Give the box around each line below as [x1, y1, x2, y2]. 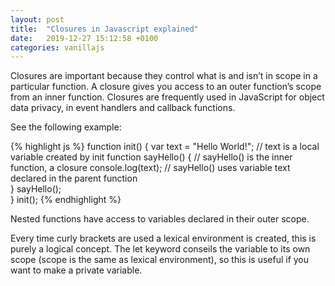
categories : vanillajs [10, 42, 105, 53]
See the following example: [10, 121, 122, 133]
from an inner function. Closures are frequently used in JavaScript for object [10, 91, 325, 103]
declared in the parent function [10, 172, 138, 185]
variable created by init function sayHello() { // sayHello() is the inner [10, 151, 293, 163]
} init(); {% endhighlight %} [10, 194, 122, 206]
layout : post [10, 14, 65, 25]
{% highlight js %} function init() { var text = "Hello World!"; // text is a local [10, 141, 320, 153]
